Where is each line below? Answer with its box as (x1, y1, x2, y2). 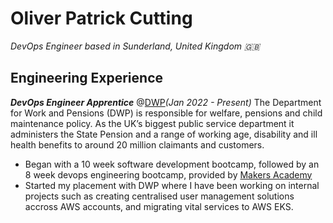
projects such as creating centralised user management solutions (24, 190, 295, 202)
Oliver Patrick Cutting (10, 7, 193, 30)
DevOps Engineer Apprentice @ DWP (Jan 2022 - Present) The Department (10, 96, 322, 108)
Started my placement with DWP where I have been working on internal (24, 179, 320, 191)
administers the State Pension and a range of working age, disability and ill (10, 128, 318, 140)
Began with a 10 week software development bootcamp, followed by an (24, 158, 320, 170)
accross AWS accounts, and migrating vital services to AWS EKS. (24, 200, 294, 212)
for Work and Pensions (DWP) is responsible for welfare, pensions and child (10, 107, 323, 119)
